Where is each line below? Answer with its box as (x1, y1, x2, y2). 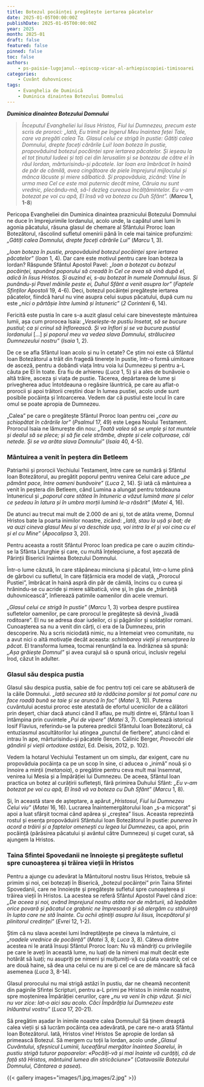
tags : (7, 82, 21, 88)
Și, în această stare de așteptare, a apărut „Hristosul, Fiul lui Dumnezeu (7, 798, 185, 805)
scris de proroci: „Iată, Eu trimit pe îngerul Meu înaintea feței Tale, (21, 128, 186, 135)
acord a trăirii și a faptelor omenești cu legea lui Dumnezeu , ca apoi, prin (7, 823, 189, 830)
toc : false (7, 54, 35, 60)
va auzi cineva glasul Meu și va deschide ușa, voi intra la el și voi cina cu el (7, 523, 196, 530)
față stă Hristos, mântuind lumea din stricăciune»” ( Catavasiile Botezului (7, 1056, 189, 1063)
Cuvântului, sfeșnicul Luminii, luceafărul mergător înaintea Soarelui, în (7, 1043, 183, 1050)
